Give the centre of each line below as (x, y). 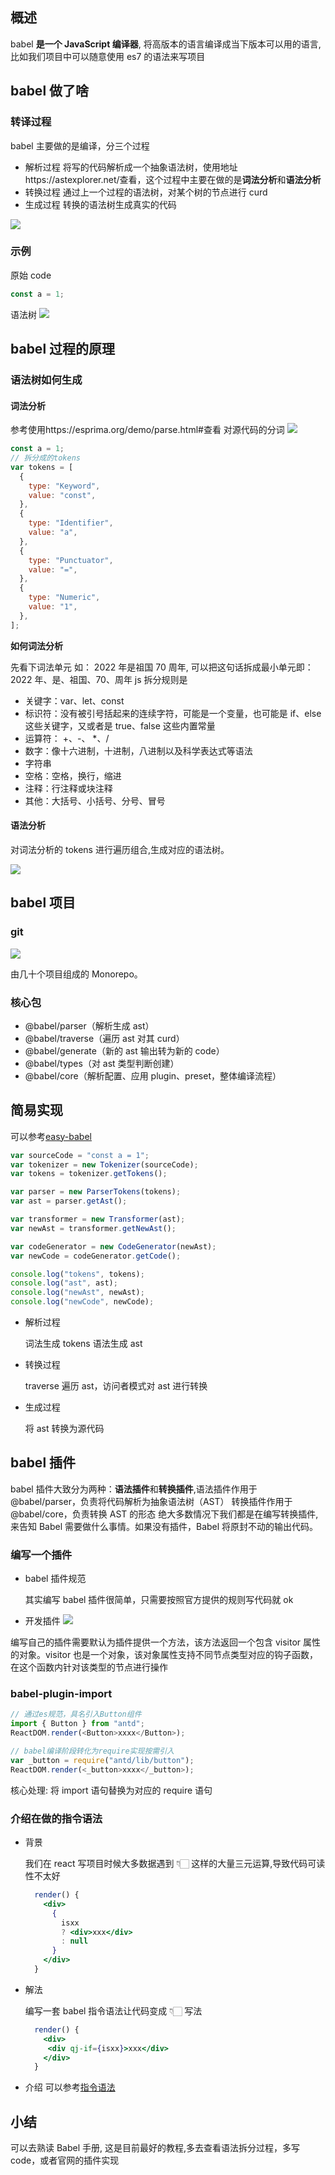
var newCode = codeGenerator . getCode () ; (96, 1256)
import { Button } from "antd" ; (77, 1724)
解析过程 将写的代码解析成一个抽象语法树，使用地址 (131, 167)
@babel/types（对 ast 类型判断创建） (102, 1063)
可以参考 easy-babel (51, 1136)
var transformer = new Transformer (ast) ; (98, 1219)
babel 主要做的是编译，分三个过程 (80, 145)
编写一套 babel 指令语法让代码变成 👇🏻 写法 (113, 2010)
